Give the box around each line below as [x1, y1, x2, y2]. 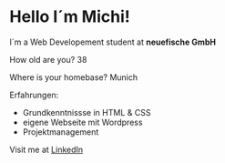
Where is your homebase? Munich [9, 71, 138, 83]
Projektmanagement [22, 126, 99, 138]
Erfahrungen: [9, 89, 59, 100]
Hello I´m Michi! [9, 6, 130, 27]
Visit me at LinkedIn [9, 144, 84, 155]
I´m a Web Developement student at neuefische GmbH [9, 36, 217, 47]
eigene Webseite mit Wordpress [22, 117, 143, 127]
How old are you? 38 [9, 54, 87, 65]
